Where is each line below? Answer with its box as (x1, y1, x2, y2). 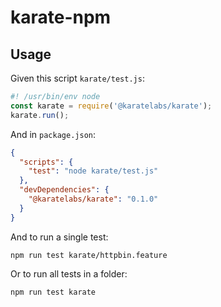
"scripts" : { (19, 157, 74, 167)
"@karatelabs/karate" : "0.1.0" (28, 194, 159, 204)
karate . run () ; (10, 110, 70, 120)
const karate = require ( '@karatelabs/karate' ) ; (10, 101, 213, 111)
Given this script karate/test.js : (10, 72, 145, 84)
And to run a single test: (10, 231, 109, 243)
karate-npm (10, 6, 112, 29)
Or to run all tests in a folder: (10, 267, 128, 280)
